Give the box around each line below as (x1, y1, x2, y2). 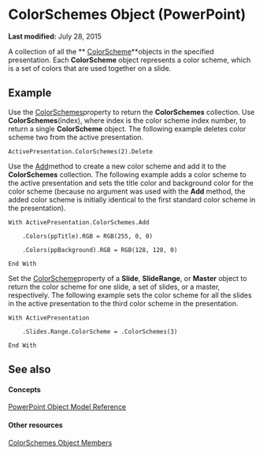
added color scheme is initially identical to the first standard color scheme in (8, 194, 256, 204)
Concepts (8, 384, 41, 394)
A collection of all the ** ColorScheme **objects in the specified (8, 46, 214, 56)
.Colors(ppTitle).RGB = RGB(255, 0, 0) (22, 232, 154, 240)
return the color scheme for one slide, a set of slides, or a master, (8, 282, 220, 291)
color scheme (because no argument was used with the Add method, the (8, 187, 246, 196)
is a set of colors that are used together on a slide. (8, 63, 172, 72)
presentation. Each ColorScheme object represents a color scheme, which (8, 55, 251, 65)
